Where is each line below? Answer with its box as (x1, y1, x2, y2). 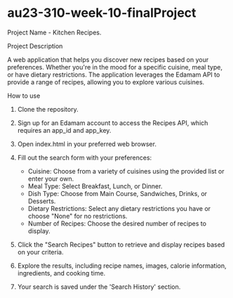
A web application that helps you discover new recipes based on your (7, 55, 209, 64)
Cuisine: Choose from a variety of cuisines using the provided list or (27, 167, 225, 175)
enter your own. (27, 174, 74, 183)
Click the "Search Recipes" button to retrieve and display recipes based (17, 240, 225, 249)
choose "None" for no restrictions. (27, 212, 128, 220)
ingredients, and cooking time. (17, 268, 106, 277)
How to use (7, 91, 41, 100)
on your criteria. (17, 247, 64, 256)
